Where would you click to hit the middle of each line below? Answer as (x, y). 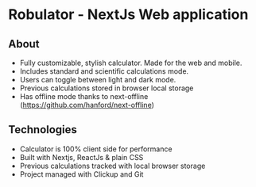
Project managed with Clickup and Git (81, 174)
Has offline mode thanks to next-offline (84, 96)
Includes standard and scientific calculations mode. (104, 71)
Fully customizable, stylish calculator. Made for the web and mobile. (131, 63)
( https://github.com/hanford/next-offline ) (87, 105)
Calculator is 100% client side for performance (96, 149)
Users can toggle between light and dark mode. (98, 80)
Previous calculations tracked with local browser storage (112, 166)
